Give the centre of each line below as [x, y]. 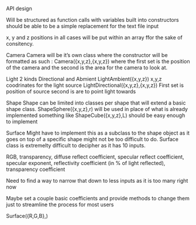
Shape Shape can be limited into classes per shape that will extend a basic [96, 103]
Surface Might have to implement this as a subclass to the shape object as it [98, 133]
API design [19, 9]
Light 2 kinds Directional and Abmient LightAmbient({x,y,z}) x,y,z [84, 79]
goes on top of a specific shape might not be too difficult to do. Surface [92, 139]
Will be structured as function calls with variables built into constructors [93, 20]
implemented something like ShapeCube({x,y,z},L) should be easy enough [96, 115]
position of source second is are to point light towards [71, 91]
